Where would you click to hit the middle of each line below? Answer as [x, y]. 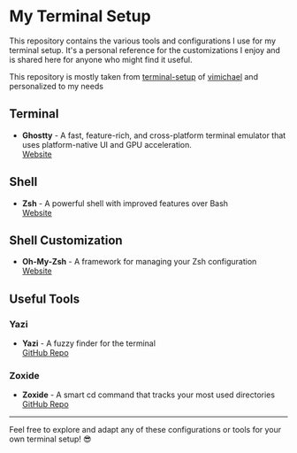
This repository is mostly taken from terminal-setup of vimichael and [134, 76]
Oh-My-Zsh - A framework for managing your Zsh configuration [139, 262]
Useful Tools [45, 299]
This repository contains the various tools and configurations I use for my [143, 41]
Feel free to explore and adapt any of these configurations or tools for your [145, 430]
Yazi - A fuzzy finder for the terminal [89, 343]
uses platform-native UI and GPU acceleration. [107, 144]
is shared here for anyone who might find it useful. [101, 59]
